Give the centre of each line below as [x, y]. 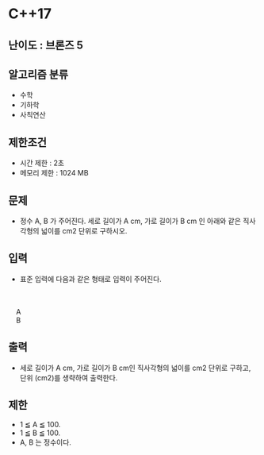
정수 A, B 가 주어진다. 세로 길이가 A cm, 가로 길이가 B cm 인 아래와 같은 [130, 221]
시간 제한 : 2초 [42, 163]
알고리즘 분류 [38, 74]
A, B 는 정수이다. [45, 442]
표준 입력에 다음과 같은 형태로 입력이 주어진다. [91, 279]
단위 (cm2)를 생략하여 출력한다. [69, 377]
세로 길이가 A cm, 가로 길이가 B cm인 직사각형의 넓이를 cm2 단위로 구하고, [135, 368]
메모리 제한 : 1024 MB [54, 173]
